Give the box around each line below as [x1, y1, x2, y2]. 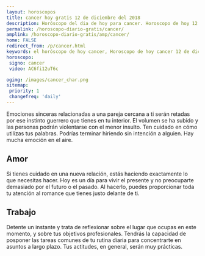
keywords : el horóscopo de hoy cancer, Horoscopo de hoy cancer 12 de [6, 49, 190, 55]
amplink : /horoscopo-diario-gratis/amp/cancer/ [6, 32, 130, 38]
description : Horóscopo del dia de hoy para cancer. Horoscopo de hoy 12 [6, 20, 198, 26]
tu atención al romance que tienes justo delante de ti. [6, 190, 140, 197]
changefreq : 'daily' [9, 94, 62, 100]
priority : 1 [9, 88, 40, 94]
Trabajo [6, 207, 37, 218]
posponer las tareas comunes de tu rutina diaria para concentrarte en [6, 236, 181, 244]
